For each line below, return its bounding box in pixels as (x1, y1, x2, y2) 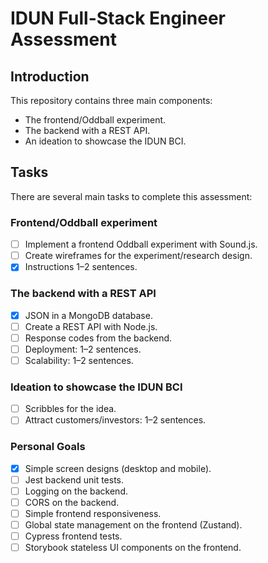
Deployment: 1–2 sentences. (24, 343, 142, 355)
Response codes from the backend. (24, 332, 173, 344)
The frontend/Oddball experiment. (24, 114, 167, 126)
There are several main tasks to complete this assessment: (10, 190, 253, 202)
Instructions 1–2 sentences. (24, 261, 138, 273)
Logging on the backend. (24, 485, 128, 497)
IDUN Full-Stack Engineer (10, 7, 226, 30)
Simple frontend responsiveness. (24, 507, 162, 519)
